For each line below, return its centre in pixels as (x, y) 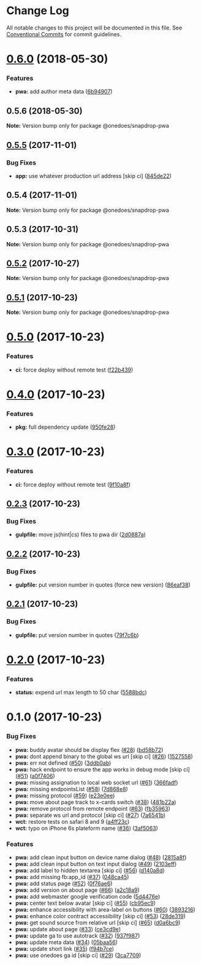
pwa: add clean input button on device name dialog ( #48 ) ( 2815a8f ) (101, 857)
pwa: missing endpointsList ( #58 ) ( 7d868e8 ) (72, 789)
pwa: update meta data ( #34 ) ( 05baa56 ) (66, 942)
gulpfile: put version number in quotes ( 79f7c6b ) (77, 635)
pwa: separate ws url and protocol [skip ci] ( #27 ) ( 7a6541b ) (90, 815)
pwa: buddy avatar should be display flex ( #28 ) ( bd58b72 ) (89, 749)
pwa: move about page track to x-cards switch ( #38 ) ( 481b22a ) (96, 802)
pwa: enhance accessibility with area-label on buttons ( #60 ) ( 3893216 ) (105, 909)
